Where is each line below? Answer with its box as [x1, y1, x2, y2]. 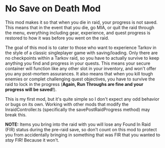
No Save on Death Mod [5, 3, 101, 14]
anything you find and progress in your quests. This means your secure [5, 60, 151, 66]
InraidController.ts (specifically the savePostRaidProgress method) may [5, 107, 150, 112]
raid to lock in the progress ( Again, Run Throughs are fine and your [5, 81, 144, 87]
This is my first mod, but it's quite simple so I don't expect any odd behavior [5, 96, 160, 102]
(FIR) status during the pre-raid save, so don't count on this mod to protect [5, 126, 157, 132]
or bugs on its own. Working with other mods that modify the [5, 101, 129, 107]
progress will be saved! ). [5, 86, 57, 92]
